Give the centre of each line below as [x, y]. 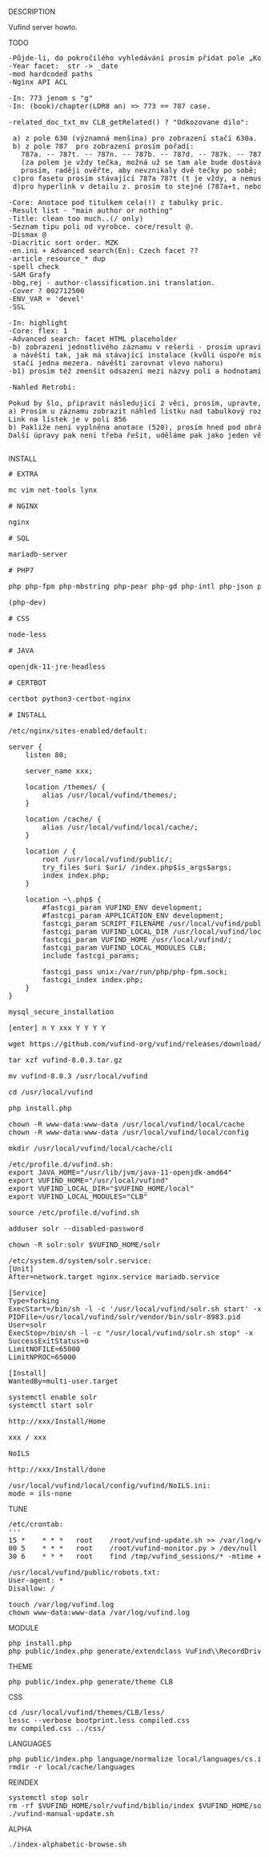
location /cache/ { [63, 819]
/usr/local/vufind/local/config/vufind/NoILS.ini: [110, 1486]
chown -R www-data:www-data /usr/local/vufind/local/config [129, 1132]
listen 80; [46, 755]
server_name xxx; [59, 771]
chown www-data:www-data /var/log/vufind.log [99, 1613]
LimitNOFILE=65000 [44, 1349]
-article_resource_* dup [57, 259]
